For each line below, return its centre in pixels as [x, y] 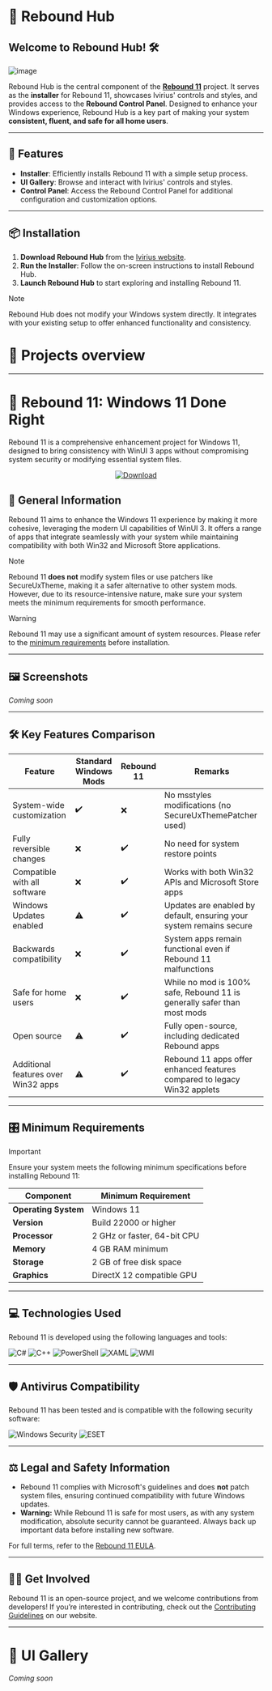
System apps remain [203, 938]
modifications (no [198, 805]
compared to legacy [202, 1079]
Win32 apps [36, 1084]
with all [26, 882]
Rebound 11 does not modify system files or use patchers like [110, 577]
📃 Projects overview [77, 355]
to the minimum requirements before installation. [89, 643]
